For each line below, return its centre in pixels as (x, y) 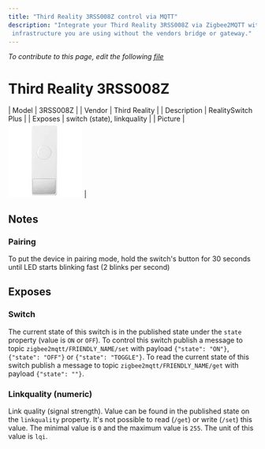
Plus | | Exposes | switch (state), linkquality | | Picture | (97, 119)
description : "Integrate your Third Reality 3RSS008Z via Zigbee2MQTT (127, 25)
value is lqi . (28, 436)
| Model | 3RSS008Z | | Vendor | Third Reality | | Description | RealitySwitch (131, 110)
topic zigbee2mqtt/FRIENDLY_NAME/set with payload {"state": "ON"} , (119, 348)
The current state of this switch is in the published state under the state (125, 331)
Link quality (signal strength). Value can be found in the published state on (129, 411)
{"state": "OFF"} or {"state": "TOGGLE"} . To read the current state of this (129, 357)
